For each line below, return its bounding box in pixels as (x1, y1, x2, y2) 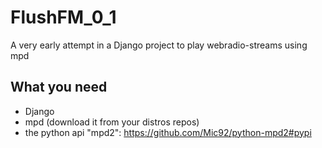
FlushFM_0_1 (10, 6, 117, 29)
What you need (10, 79, 108, 96)
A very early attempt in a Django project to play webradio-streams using (10, 39, 308, 51)
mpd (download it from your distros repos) (24, 116, 200, 128)
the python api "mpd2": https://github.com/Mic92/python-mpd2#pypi (24, 126, 312, 138)
